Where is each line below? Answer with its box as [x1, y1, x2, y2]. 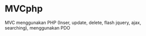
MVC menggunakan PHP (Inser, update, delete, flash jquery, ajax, [5, 19, 141, 25]
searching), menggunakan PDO [5, 24, 70, 30]
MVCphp [5, 3, 43, 14]
